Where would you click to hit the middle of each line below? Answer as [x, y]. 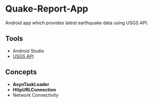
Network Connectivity [36, 95]
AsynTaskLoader [31, 84]
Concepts [21, 72]
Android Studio [28, 50]
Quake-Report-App [47, 9]
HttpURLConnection [34, 89]
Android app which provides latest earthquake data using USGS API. [77, 23]
